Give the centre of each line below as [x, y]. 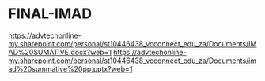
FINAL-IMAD [50, 14]
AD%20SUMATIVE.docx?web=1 [60, 52]
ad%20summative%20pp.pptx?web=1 [70, 68]
